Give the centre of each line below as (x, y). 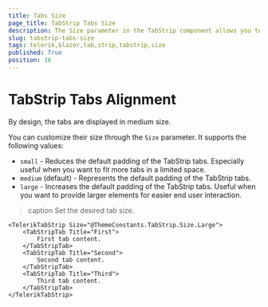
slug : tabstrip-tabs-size (51, 38)
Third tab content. (69, 281)
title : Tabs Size (37, 16)
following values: (36, 145)
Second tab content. (71, 260)
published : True (35, 53)
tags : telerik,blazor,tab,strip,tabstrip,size (87, 45)
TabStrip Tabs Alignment (93, 100)
